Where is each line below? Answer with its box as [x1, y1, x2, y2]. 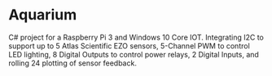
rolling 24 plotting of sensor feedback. [8, 58, 137, 68]
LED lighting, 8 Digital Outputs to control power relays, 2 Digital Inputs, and [8, 49, 259, 59]
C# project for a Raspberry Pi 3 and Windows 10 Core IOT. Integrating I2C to [8, 32, 265, 42]
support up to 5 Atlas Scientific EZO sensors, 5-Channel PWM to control [8, 40, 250, 50]
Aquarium [8, 6, 77, 24]
